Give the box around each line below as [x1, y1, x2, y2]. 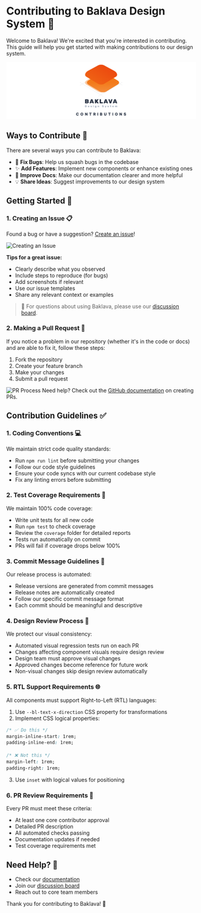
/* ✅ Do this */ [6, 727, 48, 733]
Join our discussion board [14, 882, 80, 889]
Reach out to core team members [14, 888, 98, 896]
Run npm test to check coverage [14, 523, 96, 530]
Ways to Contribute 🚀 [6, 131, 88, 141]
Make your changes [14, 368, 64, 376]
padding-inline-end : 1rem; [6, 740, 74, 746]
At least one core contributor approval [14, 817, 110, 824]
